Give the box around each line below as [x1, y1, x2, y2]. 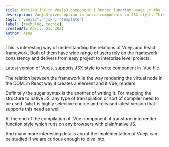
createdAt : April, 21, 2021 [5, 26, 64, 31]
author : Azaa [5, 31, 33, 36]
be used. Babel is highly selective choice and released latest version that [5, 101, 156, 106]
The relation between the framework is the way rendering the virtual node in [5, 75, 163, 81]
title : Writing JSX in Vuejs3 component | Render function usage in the [5, 7, 161, 13]
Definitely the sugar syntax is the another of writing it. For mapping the [5, 90, 152, 96]
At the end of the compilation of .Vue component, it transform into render [5, 116, 157, 121]
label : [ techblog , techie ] [5, 21, 62, 27]
